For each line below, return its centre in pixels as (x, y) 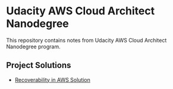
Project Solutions (39, 65)
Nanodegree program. (33, 47)
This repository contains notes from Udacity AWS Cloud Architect (86, 40)
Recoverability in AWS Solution (53, 79)
